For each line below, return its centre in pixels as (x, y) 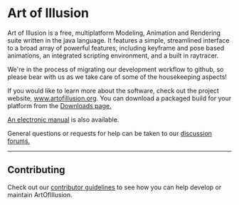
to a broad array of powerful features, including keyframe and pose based (116, 48)
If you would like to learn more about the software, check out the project (113, 90)
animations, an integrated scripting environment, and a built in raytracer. (113, 56)
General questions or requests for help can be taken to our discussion (110, 133)
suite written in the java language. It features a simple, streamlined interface (118, 40)
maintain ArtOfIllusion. (40, 194)
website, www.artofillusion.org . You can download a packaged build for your (119, 98)
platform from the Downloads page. (59, 105)
